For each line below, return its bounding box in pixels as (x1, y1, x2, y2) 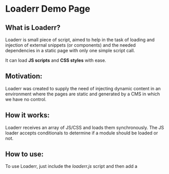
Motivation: (5, 72, 43, 81)
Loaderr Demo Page (5, 3, 91, 15)
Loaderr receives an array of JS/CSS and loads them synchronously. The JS (5, 124, 164, 130)
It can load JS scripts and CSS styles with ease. (5, 57, 106, 63)
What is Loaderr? (5, 23, 61, 32)
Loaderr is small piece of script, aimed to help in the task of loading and (5, 37, 155, 43)
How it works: (5, 111, 50, 120)
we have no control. (5, 96, 47, 102)
